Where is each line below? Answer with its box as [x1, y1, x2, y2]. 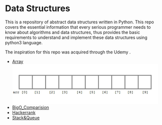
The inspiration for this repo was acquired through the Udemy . [5, 49, 131, 55]
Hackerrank [12, 109, 36, 115]
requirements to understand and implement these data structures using [5, 35, 147, 40]
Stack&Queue [12, 115, 40, 121]
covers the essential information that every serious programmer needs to [5, 24, 151, 30]
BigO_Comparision [12, 104, 49, 110]
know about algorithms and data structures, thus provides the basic [5, 29, 140, 35]
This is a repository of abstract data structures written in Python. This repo [5, 19, 154, 25]
